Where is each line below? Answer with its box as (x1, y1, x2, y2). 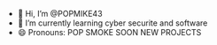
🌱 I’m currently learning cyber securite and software (17, 18, 208, 28)
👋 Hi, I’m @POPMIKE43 (17, 9, 104, 19)
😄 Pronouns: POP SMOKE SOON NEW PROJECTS (17, 27, 202, 37)
